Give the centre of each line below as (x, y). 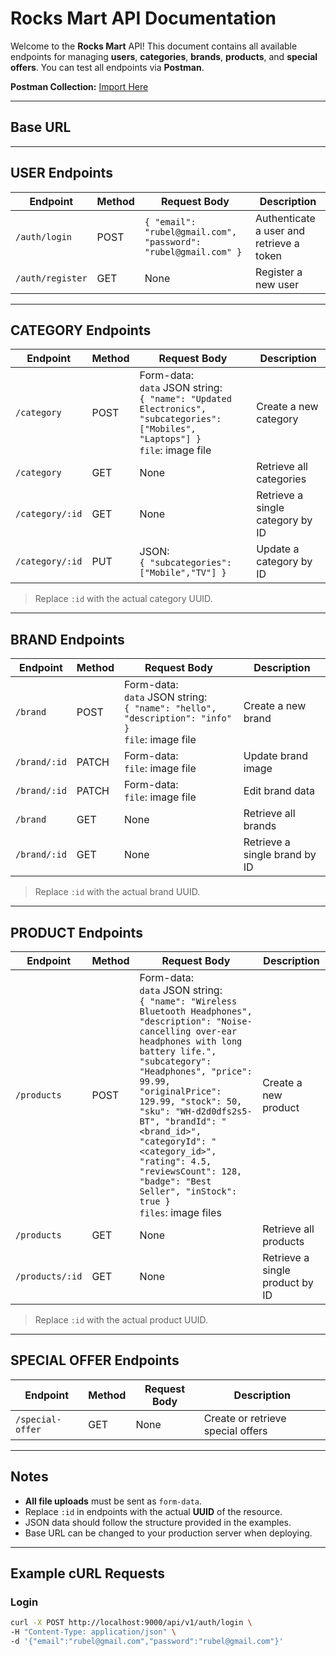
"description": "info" (178, 718)
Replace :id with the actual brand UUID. (117, 892)
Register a (279, 272)
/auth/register (51, 278)
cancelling (165, 1031)
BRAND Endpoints (67, 639)
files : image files (180, 1212)
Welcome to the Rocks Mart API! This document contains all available (154, 46)
